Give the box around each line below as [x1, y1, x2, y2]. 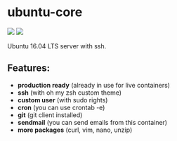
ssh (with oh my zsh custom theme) [17, 88, 122, 97]
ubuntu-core [7, 4, 83, 20]
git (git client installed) [17, 110, 83, 119]
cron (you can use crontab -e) [17, 103, 105, 112]
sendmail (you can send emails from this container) [17, 118, 167, 126]
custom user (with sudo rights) [17, 95, 108, 104]
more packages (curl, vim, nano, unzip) [17, 126, 133, 134]
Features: [7, 62, 51, 74]
